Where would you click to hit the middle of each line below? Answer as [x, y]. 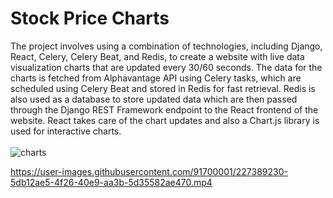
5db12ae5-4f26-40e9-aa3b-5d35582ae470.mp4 [111, 182]
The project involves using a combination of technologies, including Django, [166, 46]
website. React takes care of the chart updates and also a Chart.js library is [165, 120]
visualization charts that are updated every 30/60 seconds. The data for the [166, 67]
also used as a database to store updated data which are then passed [154, 99]
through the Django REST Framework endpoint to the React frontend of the [164, 109]
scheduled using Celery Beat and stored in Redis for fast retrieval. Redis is [163, 88]
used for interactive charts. [66, 131]
